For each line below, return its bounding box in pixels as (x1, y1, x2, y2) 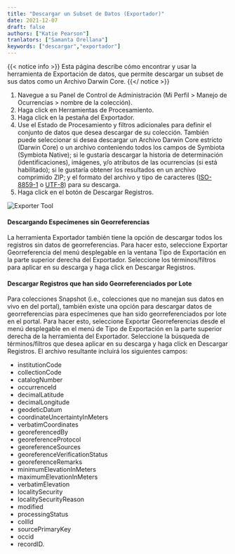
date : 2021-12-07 (7, 17, 58, 24)
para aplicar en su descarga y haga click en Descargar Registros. (7, 263, 196, 271)
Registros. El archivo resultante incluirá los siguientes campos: (7, 347, 188, 356)
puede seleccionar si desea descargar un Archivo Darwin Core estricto (17, 136, 223, 144)
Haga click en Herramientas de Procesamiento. (17, 106, 154, 114)
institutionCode (17, 361, 62, 369)
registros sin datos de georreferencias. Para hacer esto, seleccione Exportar (7, 240, 228, 250)
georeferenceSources (17, 443, 81, 451)
